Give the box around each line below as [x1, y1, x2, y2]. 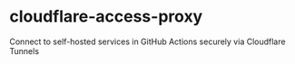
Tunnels [9, 45, 39, 56]
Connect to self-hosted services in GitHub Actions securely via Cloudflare [9, 36, 286, 47]
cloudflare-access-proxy [9, 6, 203, 27]
